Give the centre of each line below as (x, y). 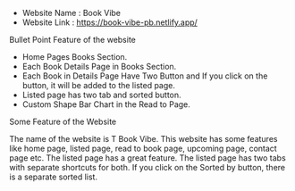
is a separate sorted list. (54, 177)
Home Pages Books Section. (75, 57)
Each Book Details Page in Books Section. (99, 66)
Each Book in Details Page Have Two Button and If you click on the (145, 76)
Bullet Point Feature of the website (73, 40)
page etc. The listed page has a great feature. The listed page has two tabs (147, 158)
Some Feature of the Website (63, 121)
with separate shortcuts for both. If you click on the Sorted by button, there (147, 167)
